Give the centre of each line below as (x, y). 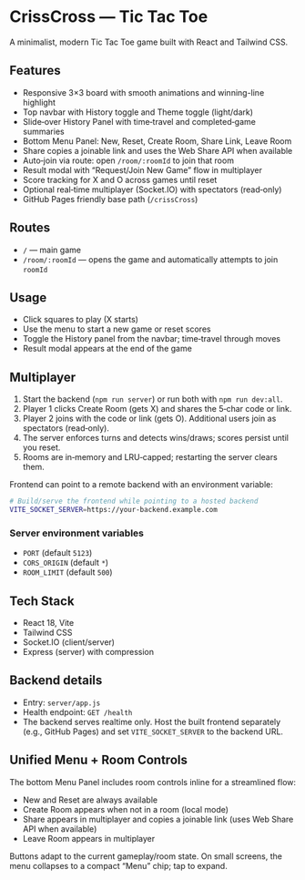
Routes (30, 228)
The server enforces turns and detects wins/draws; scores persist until (156, 438)
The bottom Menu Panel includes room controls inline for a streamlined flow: (153, 782)
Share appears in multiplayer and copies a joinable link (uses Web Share (158, 819)
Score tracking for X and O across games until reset (120, 179)
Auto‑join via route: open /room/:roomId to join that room (128, 160)
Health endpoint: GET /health (77, 711)
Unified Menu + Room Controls (99, 760)
